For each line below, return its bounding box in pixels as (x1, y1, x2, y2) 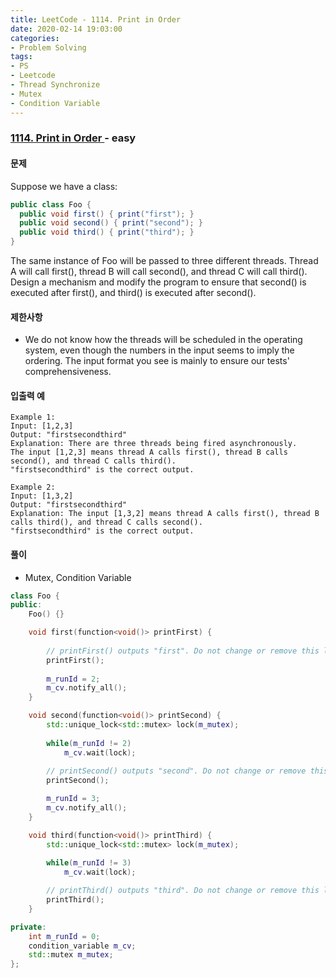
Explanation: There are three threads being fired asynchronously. (10, 439, 298, 449)
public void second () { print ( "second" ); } (19, 218, 203, 228)
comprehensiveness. (24, 366, 112, 378)
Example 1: (10, 412, 56, 423)
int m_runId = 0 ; (28, 931, 101, 941)
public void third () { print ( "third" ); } (19, 227, 195, 238)
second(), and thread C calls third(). (10, 456, 177, 466)
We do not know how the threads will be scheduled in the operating (24, 334, 303, 346)
